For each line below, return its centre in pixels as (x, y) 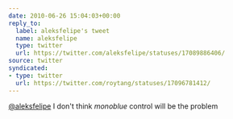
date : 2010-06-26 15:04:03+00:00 (64, 16)
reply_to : (25, 23)
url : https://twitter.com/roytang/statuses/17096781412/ (113, 83)
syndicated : (28, 68)
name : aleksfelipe (47, 38)
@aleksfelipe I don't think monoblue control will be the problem (113, 106)
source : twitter (35, 61)
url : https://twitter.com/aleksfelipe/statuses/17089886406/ (121, 53)
